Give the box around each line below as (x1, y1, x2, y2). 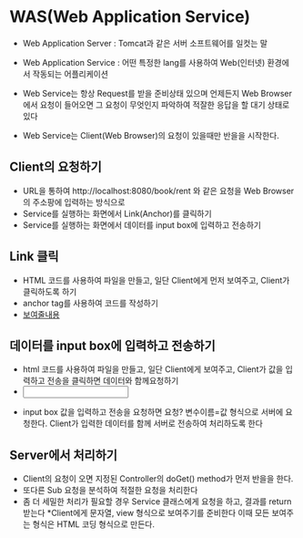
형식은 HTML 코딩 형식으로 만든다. (32, 519, 155, 530)
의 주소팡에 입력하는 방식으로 (22, 196, 126, 207)
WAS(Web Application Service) (9, 6, 251, 27)
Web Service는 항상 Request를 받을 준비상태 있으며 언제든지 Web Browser (22, 88, 293, 98)
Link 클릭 (9, 249, 59, 264)
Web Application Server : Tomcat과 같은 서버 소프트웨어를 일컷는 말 (22, 37, 268, 48)
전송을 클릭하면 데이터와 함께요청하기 (46, 376, 179, 387)
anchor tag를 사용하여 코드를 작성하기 (22, 297, 159, 308)
